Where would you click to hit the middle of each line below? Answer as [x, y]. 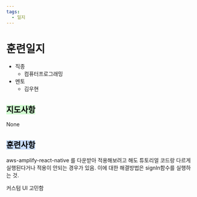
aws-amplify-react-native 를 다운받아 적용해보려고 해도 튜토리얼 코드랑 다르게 [98, 160]
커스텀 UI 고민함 [25, 188]
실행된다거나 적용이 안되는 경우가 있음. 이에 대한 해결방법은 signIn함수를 [91, 168]
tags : [13, 12]
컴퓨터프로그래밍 [43, 74]
